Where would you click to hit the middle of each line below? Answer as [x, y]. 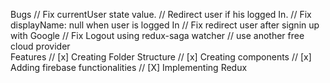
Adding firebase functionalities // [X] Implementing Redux [129, 67]
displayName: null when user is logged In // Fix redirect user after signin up [165, 25]
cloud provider [40, 46]
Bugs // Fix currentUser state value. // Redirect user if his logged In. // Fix [161, 14]
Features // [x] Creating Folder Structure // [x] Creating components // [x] [161, 57]
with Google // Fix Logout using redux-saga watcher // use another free [157, 35]
